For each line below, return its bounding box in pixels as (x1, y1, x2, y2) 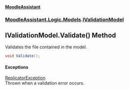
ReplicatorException (5, 75, 45, 81)
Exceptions (5, 64, 28, 70)
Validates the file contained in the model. (5, 44, 87, 50)
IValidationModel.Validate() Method (5, 31, 116, 39)
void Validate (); (5, 54, 41, 59)
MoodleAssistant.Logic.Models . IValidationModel (5, 16, 124, 23)
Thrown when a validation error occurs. (5, 80, 85, 86)
